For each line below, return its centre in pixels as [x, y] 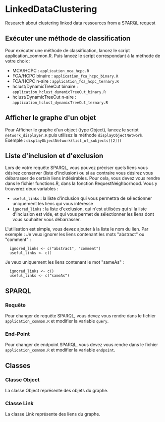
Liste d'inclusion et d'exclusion [54, 155]
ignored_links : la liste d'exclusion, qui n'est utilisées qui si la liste [80, 209]
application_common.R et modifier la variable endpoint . [60, 350]
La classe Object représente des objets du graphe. [57, 391]
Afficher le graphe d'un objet [51, 118]
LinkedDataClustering [51, 9]
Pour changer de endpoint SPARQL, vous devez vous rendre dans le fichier [82, 345]
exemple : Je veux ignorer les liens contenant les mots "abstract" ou [75, 235]
